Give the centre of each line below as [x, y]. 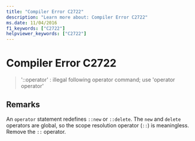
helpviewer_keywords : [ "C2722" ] [46, 34]
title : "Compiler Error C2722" [45, 12]
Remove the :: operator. [36, 131]
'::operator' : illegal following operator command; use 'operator [98, 80]
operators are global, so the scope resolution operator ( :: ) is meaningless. [98, 125]
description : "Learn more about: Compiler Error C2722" [77, 17]
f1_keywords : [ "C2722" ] [36, 28]
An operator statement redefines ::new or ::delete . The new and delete [94, 119]
